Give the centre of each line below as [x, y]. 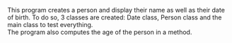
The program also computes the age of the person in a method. [100, 32]
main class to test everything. [50, 25]
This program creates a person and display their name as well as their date [116, 10]
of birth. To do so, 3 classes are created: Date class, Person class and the [115, 17]
